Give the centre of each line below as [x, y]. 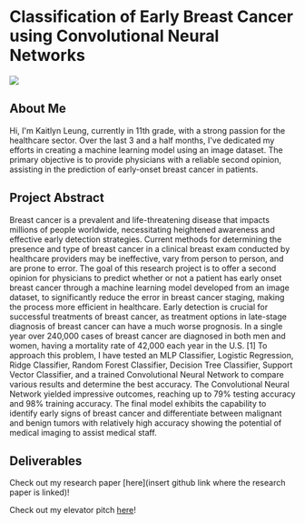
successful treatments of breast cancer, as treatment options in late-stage [148, 317]
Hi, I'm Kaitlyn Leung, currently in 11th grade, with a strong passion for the [148, 130]
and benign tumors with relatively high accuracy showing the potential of [146, 423]
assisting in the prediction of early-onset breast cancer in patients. [134, 169]
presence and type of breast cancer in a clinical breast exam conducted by [150, 248]
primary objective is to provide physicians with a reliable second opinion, [146, 159]
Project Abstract [57, 198]
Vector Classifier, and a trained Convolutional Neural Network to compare [147, 374]
